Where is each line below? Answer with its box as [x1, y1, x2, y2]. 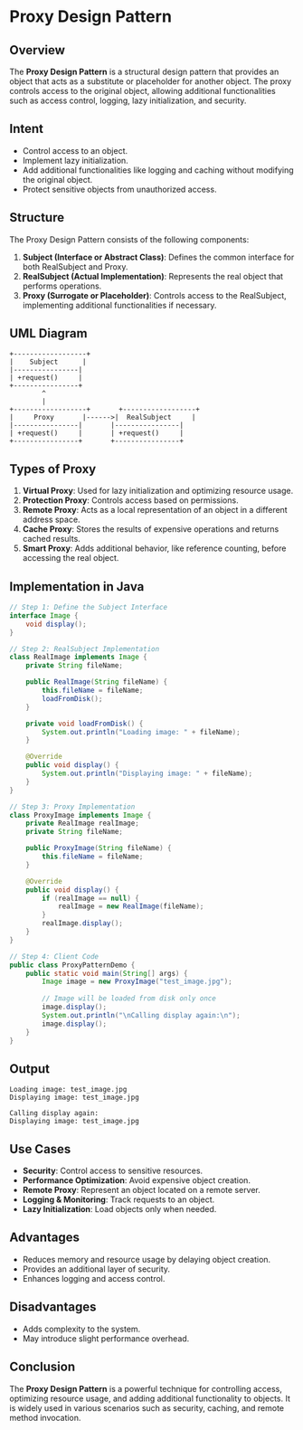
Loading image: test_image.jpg [9, 1085, 128, 1094]
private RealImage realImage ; [25, 819, 140, 829]
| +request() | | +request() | [9, 429, 184, 438]
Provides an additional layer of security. [22, 1264, 170, 1274]
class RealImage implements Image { [9, 653, 147, 662]
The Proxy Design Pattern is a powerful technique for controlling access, [9, 1383, 282, 1394]
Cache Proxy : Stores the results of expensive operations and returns [22, 524, 279, 535]
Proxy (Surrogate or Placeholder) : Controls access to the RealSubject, [22, 289, 287, 300]
